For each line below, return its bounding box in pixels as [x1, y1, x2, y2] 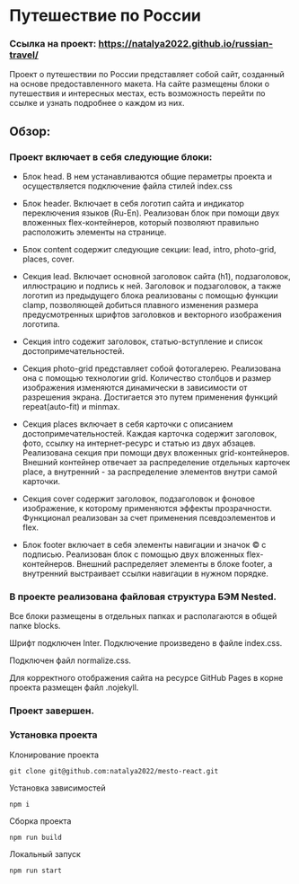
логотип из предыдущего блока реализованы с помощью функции [22, 290, 278, 301]
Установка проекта [9, 729, 98, 741]
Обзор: [9, 123, 51, 139]
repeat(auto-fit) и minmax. [22, 402, 120, 412]
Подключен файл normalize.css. [9, 655, 132, 666]
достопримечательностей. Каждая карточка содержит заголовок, [22, 429, 277, 439]
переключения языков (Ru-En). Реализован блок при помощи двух [22, 208, 280, 218]
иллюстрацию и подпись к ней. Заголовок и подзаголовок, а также [22, 280, 282, 292]
